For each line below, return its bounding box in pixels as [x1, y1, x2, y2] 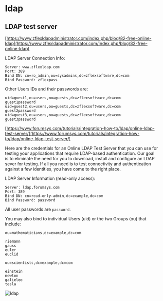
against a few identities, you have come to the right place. [5, 166, 121, 172]
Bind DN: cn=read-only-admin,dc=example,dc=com [5, 193, 104, 198]
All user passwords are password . [5, 206, 71, 212]
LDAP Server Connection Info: [5, 55, 65, 61]
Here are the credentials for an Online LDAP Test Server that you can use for [5, 145, 158, 151]
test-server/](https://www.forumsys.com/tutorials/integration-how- [5, 130, 140, 136]
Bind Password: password [5, 198, 55, 203]
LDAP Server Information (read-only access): [5, 175, 96, 181]
